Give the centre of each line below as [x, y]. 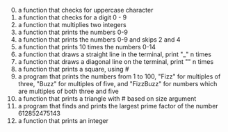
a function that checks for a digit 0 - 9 [72, 17]
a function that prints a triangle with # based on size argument [107, 99]
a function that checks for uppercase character [85, 10]
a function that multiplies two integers [72, 25]
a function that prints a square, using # [73, 69]
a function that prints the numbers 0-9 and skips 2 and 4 [99, 40]
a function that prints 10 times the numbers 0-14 [87, 47]
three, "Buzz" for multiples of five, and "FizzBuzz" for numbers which [117, 84]
